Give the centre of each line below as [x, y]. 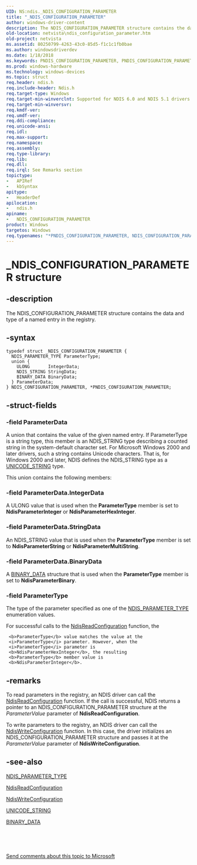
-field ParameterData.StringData [53, 527]
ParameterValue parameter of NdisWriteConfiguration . [73, 744]
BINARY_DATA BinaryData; [47, 377]
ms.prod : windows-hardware [39, 66]
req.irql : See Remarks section [44, 170]
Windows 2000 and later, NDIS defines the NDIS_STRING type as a [87, 460]
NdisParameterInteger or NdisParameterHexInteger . [71, 512]
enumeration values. [31, 614]
